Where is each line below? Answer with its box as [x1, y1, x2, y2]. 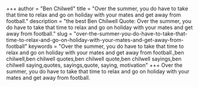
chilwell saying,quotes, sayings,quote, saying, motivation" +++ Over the [6, 62, 183, 69]
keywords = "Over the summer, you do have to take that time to [28, 43, 184, 50]
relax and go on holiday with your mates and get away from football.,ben [6, 49, 184, 56]
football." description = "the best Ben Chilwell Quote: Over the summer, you [6, 18, 192, 24]
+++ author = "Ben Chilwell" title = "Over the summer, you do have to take [6, 5, 189, 12]
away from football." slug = [6, 30, 73, 37]
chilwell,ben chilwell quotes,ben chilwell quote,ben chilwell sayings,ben [6, 56, 182, 62]
